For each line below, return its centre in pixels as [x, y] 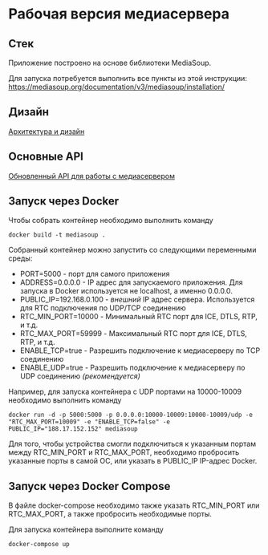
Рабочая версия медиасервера [119, 14]
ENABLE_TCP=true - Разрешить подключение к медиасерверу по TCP [140, 350]
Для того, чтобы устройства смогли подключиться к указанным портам [132, 444]
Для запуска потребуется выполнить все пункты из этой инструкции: [128, 78]
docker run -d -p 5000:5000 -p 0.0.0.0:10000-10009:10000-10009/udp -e [130, 415]
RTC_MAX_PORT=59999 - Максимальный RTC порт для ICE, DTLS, [133, 334]
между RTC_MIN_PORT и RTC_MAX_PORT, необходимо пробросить [124, 452]
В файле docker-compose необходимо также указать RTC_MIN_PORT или [134, 505]
